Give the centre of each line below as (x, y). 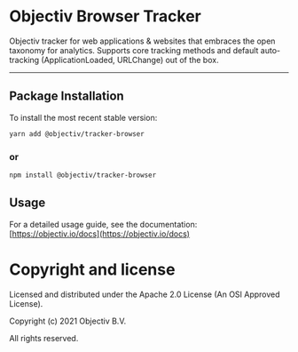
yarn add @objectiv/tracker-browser (77, 134)
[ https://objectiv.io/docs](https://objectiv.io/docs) (100, 234)
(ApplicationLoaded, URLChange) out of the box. (130, 60)
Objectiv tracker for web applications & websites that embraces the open (142, 41)
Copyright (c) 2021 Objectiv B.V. (68, 321)
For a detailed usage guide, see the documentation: (103, 224)
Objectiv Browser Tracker (106, 16)
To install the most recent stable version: (83, 117)
